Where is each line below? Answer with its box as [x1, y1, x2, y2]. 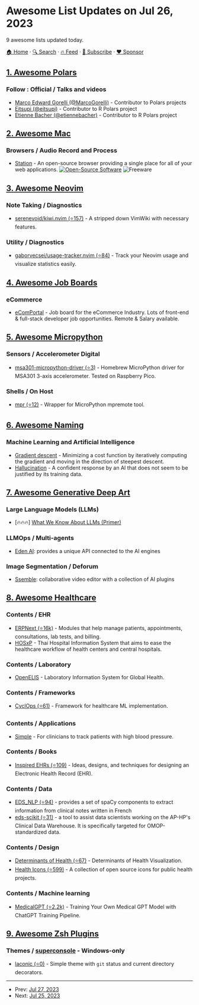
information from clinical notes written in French [14, 807, 132, 814]
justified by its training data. [14, 470, 83, 477]
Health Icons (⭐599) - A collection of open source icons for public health [14, 866, 192, 873]
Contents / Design [6, 843, 59, 852]
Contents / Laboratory [6, 660, 71, 669]
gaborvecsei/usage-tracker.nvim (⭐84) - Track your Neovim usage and [14, 252, 189, 259]
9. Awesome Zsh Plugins [6, 929, 99, 939]
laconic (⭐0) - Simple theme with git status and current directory [14, 961, 175, 968]
